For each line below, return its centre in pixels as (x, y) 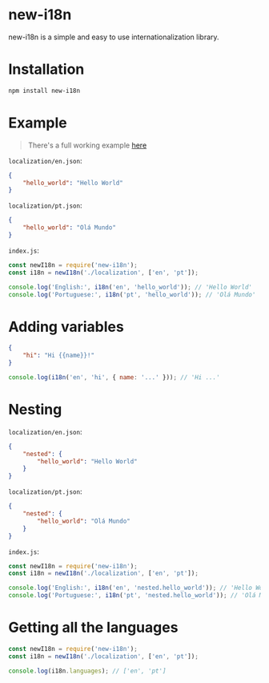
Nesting (35, 410)
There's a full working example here (87, 145)
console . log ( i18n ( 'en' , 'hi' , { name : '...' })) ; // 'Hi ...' (114, 378)
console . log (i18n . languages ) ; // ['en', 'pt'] (87, 671)
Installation (46, 69)
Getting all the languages (93, 628)
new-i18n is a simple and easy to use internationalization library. (114, 37)
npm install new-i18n (44, 91)
